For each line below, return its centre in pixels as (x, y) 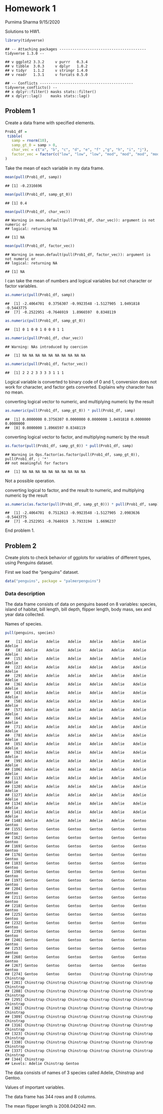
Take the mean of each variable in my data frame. (55, 168)
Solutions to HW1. (23, 31)
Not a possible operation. (30, 481)
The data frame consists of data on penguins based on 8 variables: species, (81, 604)
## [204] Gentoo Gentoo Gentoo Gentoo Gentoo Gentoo (76, 889)
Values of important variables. (35, 1087)
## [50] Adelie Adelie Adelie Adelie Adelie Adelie (76, 701)
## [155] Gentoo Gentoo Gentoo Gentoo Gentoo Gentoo (76, 829)
